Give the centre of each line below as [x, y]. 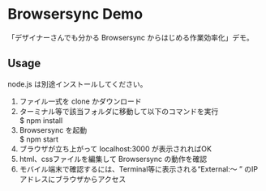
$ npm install [41, 120]
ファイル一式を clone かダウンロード [80, 101]
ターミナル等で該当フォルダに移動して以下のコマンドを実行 [119, 111]
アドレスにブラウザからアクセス [73, 179]
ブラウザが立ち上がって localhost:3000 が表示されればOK [116, 149]
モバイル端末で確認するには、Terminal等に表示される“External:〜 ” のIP [139, 169]
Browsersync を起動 [53, 129]
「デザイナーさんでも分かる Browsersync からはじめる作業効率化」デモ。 [131, 37]
